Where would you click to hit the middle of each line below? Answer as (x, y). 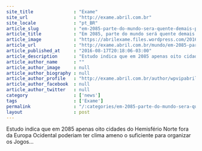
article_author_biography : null (48, 73)
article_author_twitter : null (48, 90)
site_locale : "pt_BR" (52, 23)
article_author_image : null (48, 67)
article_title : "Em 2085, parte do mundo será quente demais (101, 34)
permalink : (41, 106)
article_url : (41, 46)
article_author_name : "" (45, 62)
